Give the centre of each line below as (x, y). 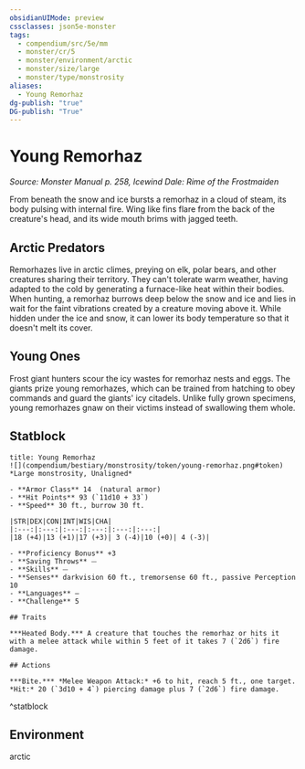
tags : (20, 35)
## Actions (30, 665)
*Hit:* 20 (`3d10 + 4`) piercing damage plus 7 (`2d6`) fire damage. (145, 689)
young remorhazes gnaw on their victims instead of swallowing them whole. (152, 407)
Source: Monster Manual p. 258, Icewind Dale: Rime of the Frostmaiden (144, 182)
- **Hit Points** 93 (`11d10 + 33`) (79, 497)
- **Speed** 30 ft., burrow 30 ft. (77, 505)
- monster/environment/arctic (75, 60)
